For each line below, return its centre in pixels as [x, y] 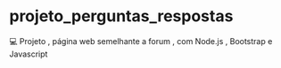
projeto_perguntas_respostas [121, 16]
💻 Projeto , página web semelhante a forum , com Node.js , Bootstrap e [141, 41]
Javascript [29, 54]
